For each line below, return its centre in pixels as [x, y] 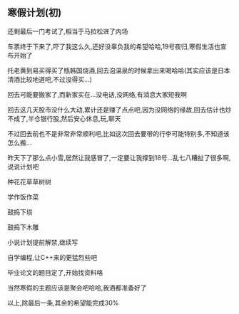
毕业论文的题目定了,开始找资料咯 [55, 272]
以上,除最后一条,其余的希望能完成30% [63, 303]
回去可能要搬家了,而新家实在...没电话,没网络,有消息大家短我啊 [97, 94]
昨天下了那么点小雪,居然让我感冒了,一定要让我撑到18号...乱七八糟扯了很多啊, [119, 157]
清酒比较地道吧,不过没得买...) [50, 79]
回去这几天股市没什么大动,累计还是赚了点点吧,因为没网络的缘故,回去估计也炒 [119, 110]
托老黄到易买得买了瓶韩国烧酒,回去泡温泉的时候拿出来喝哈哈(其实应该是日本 [119, 70]
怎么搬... [20, 142]
